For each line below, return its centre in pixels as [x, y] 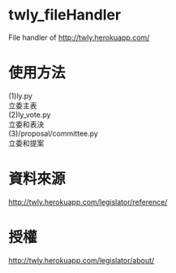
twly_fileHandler [65, 15]
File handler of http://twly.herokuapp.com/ [79, 37]
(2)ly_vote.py [30, 115]
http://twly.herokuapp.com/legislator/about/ [82, 260]
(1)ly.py [20, 96]
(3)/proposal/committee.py [54, 133]
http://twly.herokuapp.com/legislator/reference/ [88, 201]
